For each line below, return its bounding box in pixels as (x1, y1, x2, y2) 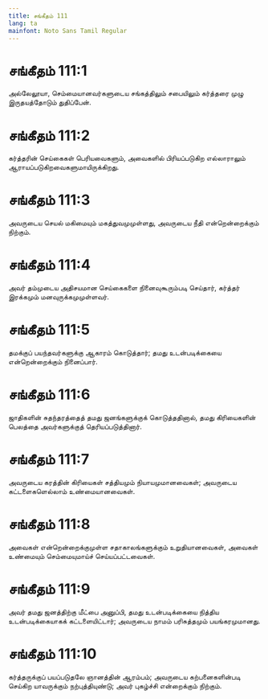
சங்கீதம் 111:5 (8, 321, 91, 339)
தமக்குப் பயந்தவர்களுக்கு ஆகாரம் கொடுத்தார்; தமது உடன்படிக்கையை (8, 347, 222, 358)
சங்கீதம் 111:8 (8, 516, 91, 533)
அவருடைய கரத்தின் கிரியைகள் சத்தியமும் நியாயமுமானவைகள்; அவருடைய (8, 477, 237, 487)
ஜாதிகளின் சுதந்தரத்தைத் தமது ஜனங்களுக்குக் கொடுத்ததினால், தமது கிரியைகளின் (8, 413, 256, 422)
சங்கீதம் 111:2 (8, 126, 91, 145)
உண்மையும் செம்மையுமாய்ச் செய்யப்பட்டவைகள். (8, 551, 156, 561)
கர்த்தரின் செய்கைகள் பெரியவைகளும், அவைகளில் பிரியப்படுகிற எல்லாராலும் (8, 154, 246, 163)
